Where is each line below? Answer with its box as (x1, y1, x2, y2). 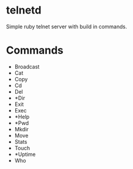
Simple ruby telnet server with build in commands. (6, 23, 127, 30)
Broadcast (14, 63, 40, 70)
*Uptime (14, 151, 36, 158)
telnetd (6, 4, 42, 17)
